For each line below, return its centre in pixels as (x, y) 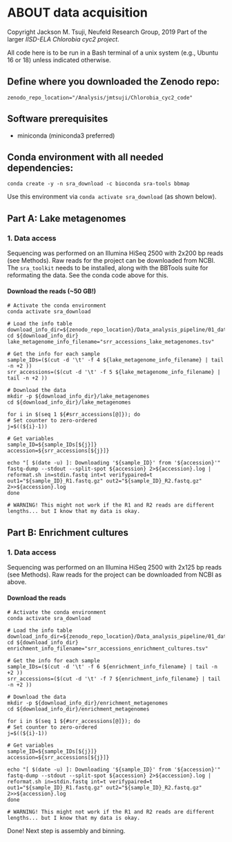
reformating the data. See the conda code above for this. (88, 275)
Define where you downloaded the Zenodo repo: (113, 82)
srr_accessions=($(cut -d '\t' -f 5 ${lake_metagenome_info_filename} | (114, 372)
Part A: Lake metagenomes (67, 218)
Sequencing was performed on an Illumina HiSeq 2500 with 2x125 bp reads (115, 567)
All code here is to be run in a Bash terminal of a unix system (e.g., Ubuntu (113, 53)
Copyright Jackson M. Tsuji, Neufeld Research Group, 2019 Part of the (107, 32)
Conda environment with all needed (85, 157)
